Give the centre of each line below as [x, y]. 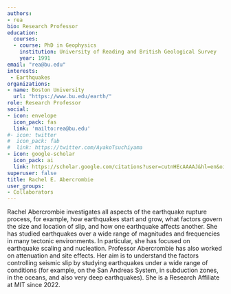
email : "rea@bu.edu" [37, 65]
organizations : [29, 84]
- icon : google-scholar [41, 154]
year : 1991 [35, 58]
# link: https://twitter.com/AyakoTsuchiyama [75, 148]
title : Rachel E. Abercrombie [51, 179]
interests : [23, 71]
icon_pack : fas [35, 122]
